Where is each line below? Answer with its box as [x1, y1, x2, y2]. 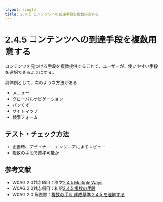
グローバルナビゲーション [12, 96, 64, 102]
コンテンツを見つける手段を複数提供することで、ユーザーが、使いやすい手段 [5, 63, 158, 69]
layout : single [5, 7, 36, 12]
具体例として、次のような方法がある [5, 80, 77, 86]
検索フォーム [12, 114, 38, 120]
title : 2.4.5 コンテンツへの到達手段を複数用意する [5, 12, 99, 17]
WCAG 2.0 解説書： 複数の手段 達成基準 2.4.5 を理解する [12, 192, 125, 198]
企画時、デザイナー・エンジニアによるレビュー [12, 144, 106, 150]
